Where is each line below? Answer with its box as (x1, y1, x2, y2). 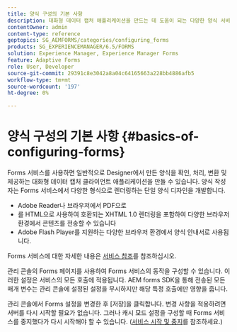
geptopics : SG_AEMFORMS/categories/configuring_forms (7, 37, 170, 44)
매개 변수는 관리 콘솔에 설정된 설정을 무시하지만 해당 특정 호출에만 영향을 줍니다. (7, 284, 229, 293)
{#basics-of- (121, 128, 200, 145)
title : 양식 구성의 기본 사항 (7, 10, 83, 18)
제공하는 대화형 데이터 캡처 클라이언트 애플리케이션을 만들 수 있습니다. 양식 (7, 177, 214, 186)
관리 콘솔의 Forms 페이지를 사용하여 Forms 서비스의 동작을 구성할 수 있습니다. (7, 267, 223, 275)
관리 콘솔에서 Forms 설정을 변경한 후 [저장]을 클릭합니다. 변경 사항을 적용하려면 (7, 299, 226, 309)
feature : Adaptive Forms (7, 57, 81, 64)
